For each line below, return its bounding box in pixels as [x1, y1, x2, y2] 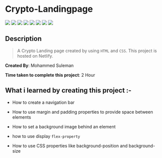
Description [5, 34, 42, 43]
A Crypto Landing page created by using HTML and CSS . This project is [17, 48, 157, 54]
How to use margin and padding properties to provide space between [12, 109, 153, 115]
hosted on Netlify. [17, 53, 54, 59]
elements [12, 114, 31, 120]
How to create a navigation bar [12, 99, 75, 105]
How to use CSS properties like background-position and [12, 143, 128, 149]
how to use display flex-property [12, 133, 81, 139]
